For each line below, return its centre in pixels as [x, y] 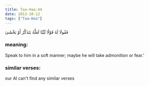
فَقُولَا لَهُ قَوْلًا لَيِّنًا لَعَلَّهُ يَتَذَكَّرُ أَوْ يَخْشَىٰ [37, 32]
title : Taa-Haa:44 [24, 9]
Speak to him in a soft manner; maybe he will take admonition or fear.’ [75, 55]
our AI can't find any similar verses [40, 78]
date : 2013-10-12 [23, 14]
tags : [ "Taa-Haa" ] [24, 18]
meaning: [17, 45]
